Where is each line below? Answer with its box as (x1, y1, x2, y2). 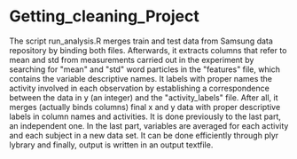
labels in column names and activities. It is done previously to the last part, (9, 111, 282, 122)
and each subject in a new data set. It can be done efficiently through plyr (9, 130, 279, 140)
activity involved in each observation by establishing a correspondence (9, 83, 270, 93)
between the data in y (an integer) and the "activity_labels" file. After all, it (9, 91, 278, 103)
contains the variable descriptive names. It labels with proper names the (9, 73, 273, 83)
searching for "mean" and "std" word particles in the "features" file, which (9, 64, 281, 75)
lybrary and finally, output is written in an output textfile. (9, 139, 214, 150)
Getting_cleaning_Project (9, 6, 199, 27)
